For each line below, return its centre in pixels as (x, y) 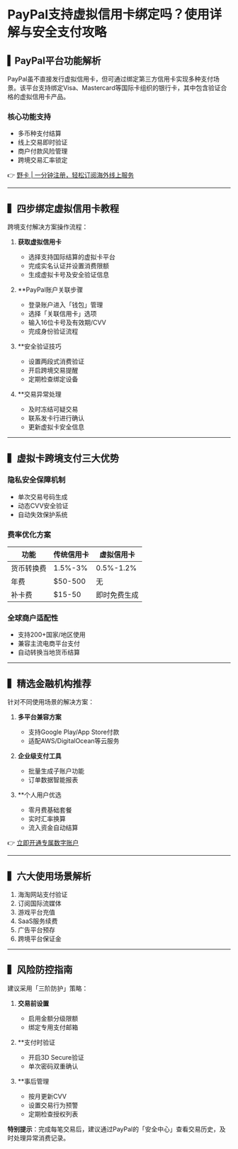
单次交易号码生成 (42, 497)
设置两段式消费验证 (56, 361)
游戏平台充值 (36, 912)
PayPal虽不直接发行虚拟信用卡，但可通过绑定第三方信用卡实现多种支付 (110, 79)
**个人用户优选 (39, 795)
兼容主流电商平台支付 (49, 644)
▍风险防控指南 (40, 970)
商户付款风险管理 (42, 151)
